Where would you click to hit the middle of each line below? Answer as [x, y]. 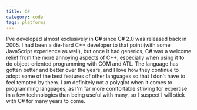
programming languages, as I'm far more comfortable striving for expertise [97, 89]
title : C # [18, 11]
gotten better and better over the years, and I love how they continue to [93, 70]
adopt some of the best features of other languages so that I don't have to [96, 76]
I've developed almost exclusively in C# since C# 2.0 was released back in [96, 39]
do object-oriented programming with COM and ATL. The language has [92, 64]
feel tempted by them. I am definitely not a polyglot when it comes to [89, 82]
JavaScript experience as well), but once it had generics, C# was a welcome [99, 51]
